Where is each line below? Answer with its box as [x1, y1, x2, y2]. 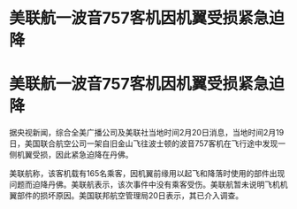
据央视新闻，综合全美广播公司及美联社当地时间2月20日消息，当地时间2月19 [9, 128, 285, 138]
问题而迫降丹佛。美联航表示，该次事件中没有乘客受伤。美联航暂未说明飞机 [9, 179, 280, 190]
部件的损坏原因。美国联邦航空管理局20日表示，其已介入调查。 [16, 190, 244, 201]
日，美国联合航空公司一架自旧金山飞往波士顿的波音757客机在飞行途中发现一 [9, 138, 286, 149]
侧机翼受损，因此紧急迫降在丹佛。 [9, 150, 133, 160]
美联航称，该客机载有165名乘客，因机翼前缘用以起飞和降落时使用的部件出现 [9, 168, 286, 179]
